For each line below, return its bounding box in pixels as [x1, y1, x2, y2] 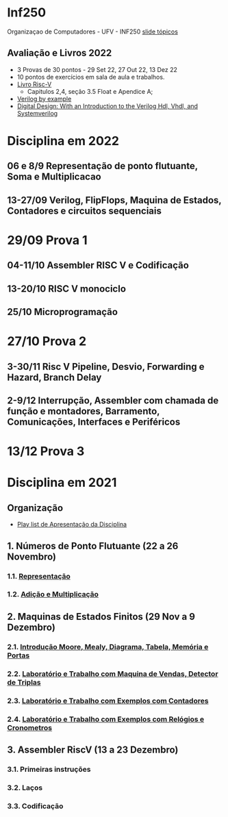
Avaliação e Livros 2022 [7, 47, 112, 59]
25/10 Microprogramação [7, 306, 118, 318]
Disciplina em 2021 [7, 475, 117, 490]
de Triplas [7, 677, 41, 687]
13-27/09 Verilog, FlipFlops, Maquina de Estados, [7, 194, 222, 206]
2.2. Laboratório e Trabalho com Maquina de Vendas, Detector [7, 669, 218, 679]
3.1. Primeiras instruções [7, 764, 91, 774]
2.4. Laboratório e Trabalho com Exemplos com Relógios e [7, 714, 204, 724]
